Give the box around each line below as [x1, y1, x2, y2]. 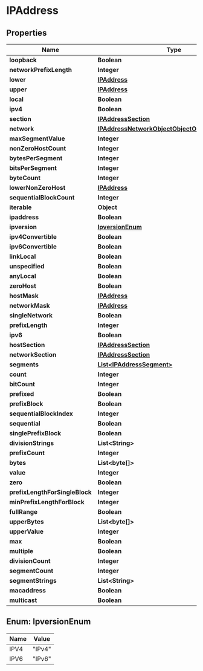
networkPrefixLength [9, 66, 72, 74]
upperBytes [9, 517, 44, 526]
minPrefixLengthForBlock [9, 498, 85, 506]
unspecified [9, 262, 45, 270]
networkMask [9, 302, 50, 310]
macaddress [9, 586, 47, 594]
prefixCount [9, 449, 45, 457]
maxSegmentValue [9, 134, 65, 143]
